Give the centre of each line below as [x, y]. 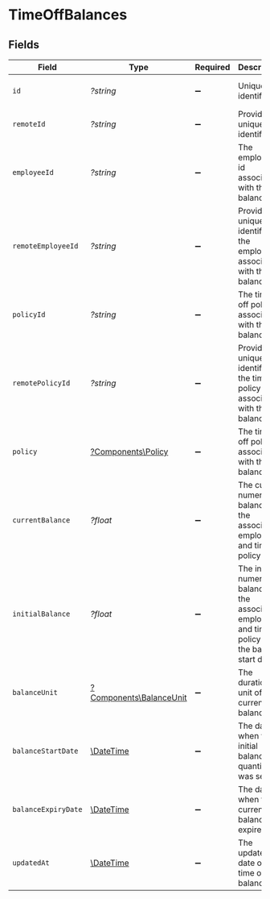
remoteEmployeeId [45, 246]
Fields [24, 45]
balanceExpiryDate [47, 809]
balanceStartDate [45, 751]
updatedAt [31, 863]
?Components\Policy [129, 452]
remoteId [29, 124]
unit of [250, 693]
